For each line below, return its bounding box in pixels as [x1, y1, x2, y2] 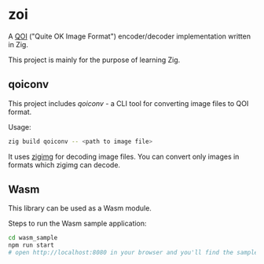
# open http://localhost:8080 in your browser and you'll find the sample [8, 249, 258, 257]
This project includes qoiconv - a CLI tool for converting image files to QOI [8, 98, 249, 108]
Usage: [8, 122, 31, 131]
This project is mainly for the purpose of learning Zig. [8, 55, 181, 64]
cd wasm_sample [8, 234, 58, 242]
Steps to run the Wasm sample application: [8, 218, 147, 229]
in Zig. [8, 39, 29, 49]
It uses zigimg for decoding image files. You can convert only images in [8, 152, 240, 161]
